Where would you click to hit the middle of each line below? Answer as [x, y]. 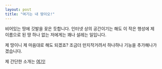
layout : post [18, 9]
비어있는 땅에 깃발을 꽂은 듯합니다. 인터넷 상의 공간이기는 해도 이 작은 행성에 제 [80, 28]
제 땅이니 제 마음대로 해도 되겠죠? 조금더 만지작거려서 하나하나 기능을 [71, 45]
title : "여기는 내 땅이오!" [30, 14]
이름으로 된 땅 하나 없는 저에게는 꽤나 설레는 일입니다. [56, 34]
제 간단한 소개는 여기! [25, 61]
